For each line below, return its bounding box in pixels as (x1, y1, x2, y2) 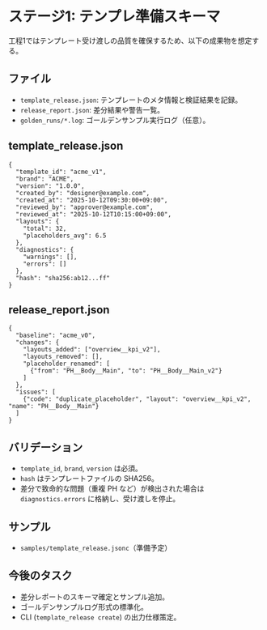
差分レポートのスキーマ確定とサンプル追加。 (19, 592, 170, 602)
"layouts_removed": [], (23, 353, 104, 361)
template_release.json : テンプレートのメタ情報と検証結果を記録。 (19, 95, 243, 104)
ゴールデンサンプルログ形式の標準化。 (19, 602, 148, 611)
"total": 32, (23, 224, 67, 232)
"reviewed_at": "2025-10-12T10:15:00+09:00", (15, 210, 172, 219)
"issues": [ (15, 388, 57, 397)
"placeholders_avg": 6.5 (23, 232, 107, 240)
